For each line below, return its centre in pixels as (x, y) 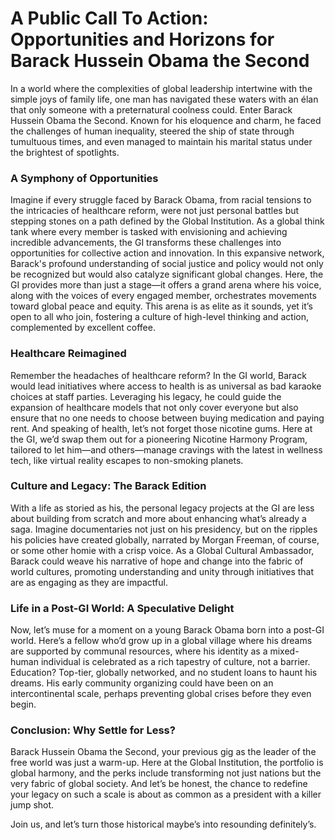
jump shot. (32, 805)
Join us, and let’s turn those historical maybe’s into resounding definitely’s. (163, 824)
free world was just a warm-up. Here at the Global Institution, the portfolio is (167, 763)
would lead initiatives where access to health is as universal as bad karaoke (166, 386)
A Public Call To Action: (109, 18)
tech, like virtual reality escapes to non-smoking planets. (127, 460)
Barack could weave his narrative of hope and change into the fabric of (157, 561)
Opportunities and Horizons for (142, 39)
